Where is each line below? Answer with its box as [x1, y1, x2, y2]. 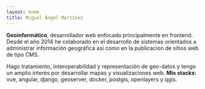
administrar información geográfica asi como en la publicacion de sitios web [6, 44, 199, 52]
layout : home [6, 9, 40, 15]
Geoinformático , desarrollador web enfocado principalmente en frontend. [6, 31, 193, 38]
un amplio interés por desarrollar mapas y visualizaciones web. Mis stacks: [6, 69, 197, 76]
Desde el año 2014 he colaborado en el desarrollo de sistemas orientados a [6, 38, 197, 45]
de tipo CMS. [6, 51, 40, 58]
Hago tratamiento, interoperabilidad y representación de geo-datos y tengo [6, 62, 196, 70]
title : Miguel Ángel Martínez [6, 15, 84, 21]
